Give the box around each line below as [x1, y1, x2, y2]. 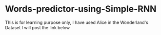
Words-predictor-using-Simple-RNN [5, 3, 157, 15]
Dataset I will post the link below [5, 24, 70, 30]
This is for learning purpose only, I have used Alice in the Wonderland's [5, 19, 149, 25]
